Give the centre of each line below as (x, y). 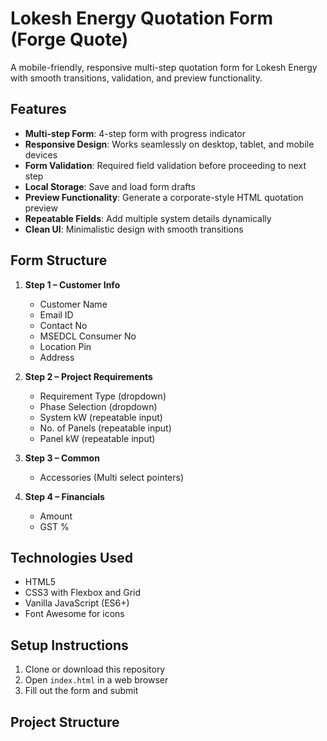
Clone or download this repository (95, 669)
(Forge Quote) (69, 39)
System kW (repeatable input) (101, 417)
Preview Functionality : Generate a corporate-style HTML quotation (164, 197)
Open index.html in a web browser (96, 680)
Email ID (56, 314)
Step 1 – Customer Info (72, 284)
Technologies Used (71, 557)
